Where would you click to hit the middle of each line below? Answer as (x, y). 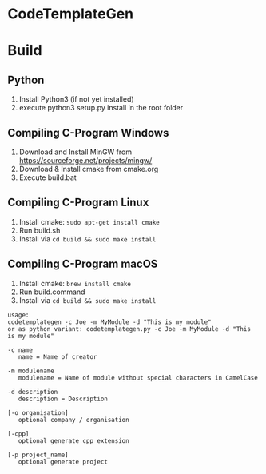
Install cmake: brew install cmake (75, 283)
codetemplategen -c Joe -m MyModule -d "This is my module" (110, 322)
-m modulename (31, 371)
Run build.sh (40, 230)
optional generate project (63, 462)
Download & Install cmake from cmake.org (89, 169)
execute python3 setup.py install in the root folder (101, 108)
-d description (33, 392)
